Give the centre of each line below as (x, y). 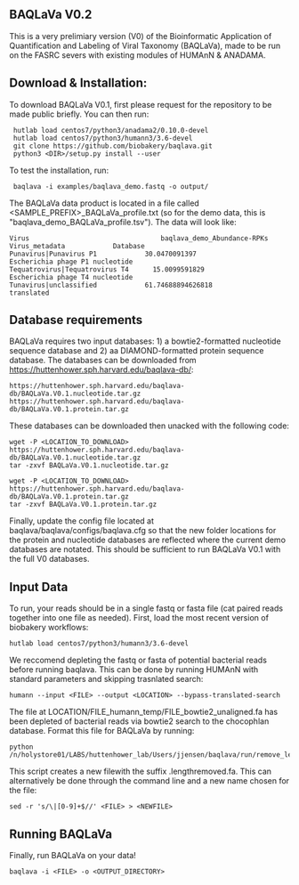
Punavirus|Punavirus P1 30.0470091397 (103, 254)
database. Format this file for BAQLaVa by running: (102, 731)
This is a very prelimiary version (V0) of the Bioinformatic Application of (141, 36)
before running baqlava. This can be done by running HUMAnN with (134, 670)
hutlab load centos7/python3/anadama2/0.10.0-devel (111, 130)
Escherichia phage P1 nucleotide (71, 262)
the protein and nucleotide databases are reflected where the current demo (148, 540)
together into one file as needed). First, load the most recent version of (139, 618)
